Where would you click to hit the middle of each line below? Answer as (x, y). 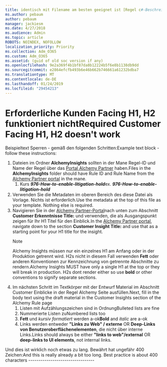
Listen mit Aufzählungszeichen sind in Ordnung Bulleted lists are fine (90, 308)
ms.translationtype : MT (30, 75)
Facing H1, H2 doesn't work (63, 134)
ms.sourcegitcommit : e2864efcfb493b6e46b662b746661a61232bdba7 (72, 70)
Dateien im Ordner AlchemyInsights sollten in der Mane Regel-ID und (84, 163)
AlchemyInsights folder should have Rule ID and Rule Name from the (83, 174)
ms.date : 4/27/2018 (25, 28)
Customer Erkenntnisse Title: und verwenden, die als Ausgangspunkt (84, 216)
